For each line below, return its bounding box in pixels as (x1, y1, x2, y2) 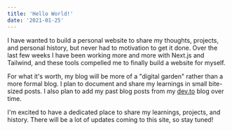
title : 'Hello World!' (7, 10, 74, 18)
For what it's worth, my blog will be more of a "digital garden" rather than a (7, 71, 224, 81)
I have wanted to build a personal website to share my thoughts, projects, (7, 36, 219, 44)
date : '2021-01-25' (7, 17, 64, 24)
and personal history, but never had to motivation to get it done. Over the (7, 43, 218, 52)
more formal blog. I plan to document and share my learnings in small (7, 79, 207, 88)
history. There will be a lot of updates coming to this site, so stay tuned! (7, 115, 214, 123)
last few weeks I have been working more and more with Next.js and (7, 50, 205, 60)
